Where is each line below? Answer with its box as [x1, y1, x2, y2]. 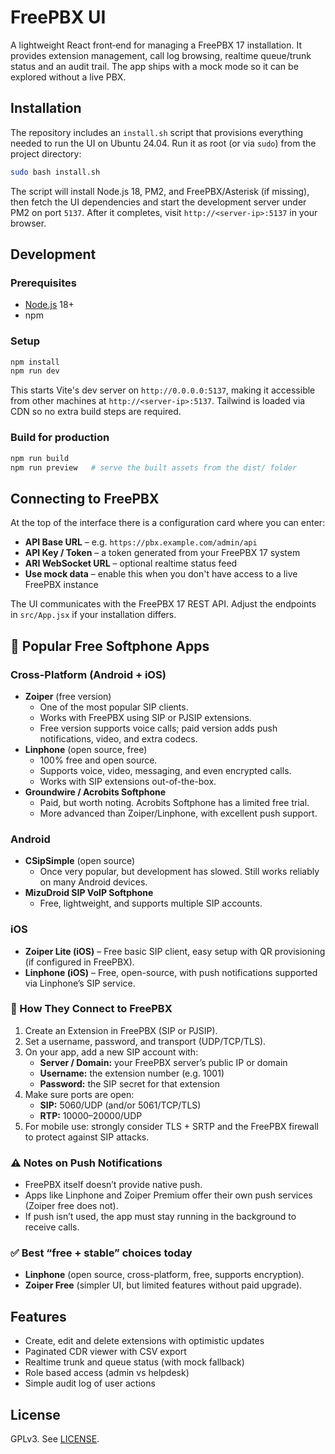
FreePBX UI [10, 6, 107, 29]
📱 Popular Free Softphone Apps [10, 637, 210, 655]
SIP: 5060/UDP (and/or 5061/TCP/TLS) [39, 1099, 202, 1111]
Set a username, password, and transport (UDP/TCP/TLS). [24, 1035, 267, 1047]
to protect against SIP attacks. [24, 1131, 150, 1143]
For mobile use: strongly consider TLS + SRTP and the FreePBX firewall [24, 1120, 319, 1132]
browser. [10, 217, 47, 229]
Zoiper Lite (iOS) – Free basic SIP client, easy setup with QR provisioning [24, 945, 326, 957]
